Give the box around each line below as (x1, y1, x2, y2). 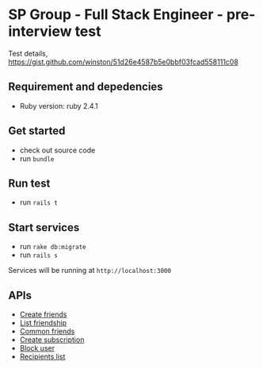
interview (8, 22, 72, 40)
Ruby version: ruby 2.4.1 (19, 101, 98, 110)
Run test (8, 176, 51, 190)
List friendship (19, 318, 67, 327)
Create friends (19, 309, 67, 319)
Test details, (8, 48, 48, 58)
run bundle (19, 153, 55, 163)
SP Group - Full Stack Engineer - (8, 6, 224, 24)
